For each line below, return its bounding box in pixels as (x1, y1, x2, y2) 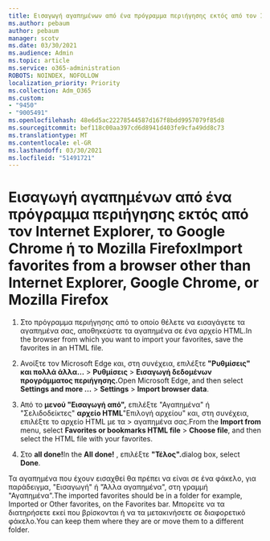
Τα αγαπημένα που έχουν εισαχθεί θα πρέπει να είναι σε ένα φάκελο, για (8, 473, 256, 483)
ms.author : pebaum (8, 19, 70, 27)
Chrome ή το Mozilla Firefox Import (8, 240, 243, 258)
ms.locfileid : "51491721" (8, 154, 95, 162)
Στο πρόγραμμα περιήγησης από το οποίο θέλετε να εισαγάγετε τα (19, 318, 245, 327)
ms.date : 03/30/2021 (8, 42, 78, 50)
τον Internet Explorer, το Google (8, 223, 226, 241)
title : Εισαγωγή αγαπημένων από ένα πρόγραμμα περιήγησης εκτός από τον (8, 11, 257, 20)
